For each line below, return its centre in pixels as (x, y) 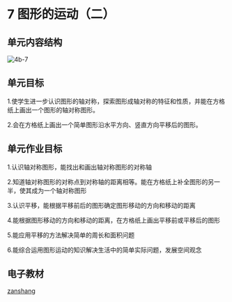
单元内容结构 (35, 42)
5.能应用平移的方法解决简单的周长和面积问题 (71, 235)
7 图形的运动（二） (61, 14)
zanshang (22, 291)
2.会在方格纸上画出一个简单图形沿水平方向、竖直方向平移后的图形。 (105, 124)
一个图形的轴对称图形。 (65, 110)
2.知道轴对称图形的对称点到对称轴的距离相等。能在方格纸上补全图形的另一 (114, 181)
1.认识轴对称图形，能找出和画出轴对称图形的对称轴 (79, 167)
